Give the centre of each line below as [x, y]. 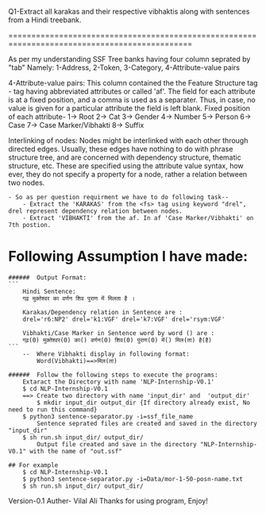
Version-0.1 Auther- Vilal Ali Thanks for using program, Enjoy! [108, 500]
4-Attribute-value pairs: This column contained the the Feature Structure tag [133, 83]
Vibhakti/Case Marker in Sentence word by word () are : [119, 333]
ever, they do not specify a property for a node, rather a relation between [128, 174]
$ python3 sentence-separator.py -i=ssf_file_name [108, 416]
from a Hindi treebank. [45, 20]
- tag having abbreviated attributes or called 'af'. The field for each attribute [132, 91]
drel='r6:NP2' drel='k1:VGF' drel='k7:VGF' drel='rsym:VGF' [124, 319]
